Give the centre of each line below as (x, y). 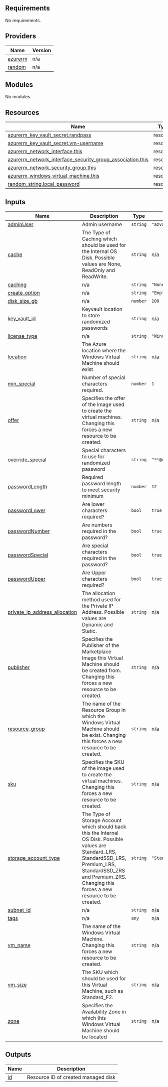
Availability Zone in (104, 1012)
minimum (93, 496)
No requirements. (23, 20)
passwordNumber (29, 531)
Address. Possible (103, 612)
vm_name (19, 945)
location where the (104, 351)
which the (93, 716)
